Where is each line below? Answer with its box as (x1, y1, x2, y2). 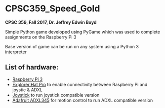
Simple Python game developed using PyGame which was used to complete (5, 29, 161, 35)
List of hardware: (5, 63, 59, 72)
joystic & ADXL (12, 87, 43, 93)
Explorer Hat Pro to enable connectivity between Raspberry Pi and (12, 81, 148, 87)
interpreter (5, 49, 27, 55)
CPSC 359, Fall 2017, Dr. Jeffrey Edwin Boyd (5, 19, 97, 25)
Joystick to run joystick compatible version (12, 92, 100, 98)
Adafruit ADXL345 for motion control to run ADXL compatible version (12, 97, 153, 103)
